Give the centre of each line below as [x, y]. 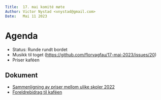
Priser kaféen [26, 60]
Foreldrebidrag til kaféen [37, 92]
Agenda [21, 36]
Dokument [21, 75]
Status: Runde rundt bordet [40, 50]
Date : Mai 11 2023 [26, 16]
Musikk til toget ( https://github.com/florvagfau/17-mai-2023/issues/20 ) [84, 54]
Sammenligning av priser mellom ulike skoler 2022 [63, 87]
